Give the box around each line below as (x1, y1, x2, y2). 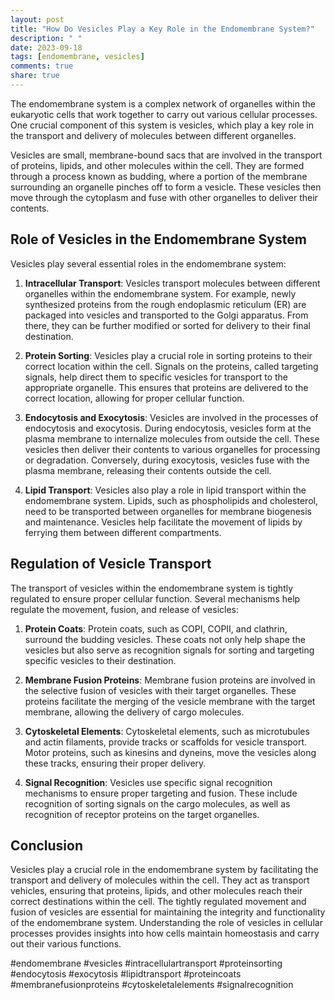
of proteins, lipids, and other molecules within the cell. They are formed (10, 159, 305, 171)
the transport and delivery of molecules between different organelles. (10, 129, 297, 141)
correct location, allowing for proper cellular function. (24, 392, 245, 404)
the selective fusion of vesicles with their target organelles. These (24, 684, 297, 696)
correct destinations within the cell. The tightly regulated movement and (10, 896, 307, 908)
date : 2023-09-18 (10, 42, 83, 53)
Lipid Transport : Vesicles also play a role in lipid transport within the (24, 484, 307, 496)
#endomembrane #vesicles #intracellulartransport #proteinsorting (10, 957, 283, 970)
